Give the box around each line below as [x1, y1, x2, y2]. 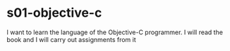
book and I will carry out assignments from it [6, 35, 137, 43]
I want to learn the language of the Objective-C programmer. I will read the [6, 28, 224, 36]
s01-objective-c [6, 5, 102, 21]
